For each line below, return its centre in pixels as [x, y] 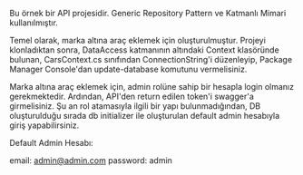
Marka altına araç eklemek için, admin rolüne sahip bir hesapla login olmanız [152, 87]
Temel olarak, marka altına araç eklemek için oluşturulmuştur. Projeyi [137, 40]
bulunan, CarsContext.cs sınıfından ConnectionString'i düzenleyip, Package [151, 59]
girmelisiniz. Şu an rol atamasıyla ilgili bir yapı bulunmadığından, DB [135, 106]
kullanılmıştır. [34, 23]
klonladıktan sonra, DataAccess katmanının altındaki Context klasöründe [144, 50]
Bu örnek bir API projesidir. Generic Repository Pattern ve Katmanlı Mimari [148, 13]
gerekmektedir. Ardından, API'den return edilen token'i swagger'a [132, 96]
